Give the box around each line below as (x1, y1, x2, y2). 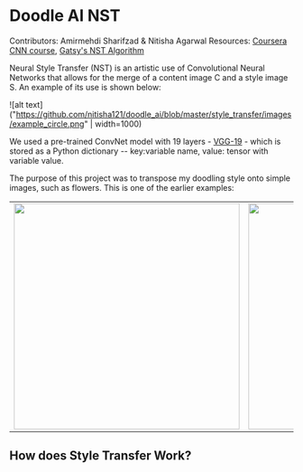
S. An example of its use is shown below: (9, 81, 161, 92)
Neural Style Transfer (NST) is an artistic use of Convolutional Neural (9, 62, 265, 73)
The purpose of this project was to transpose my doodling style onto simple (9, 173, 291, 184)
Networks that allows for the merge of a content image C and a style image (9, 71, 289, 82)
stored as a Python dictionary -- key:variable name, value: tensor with (9, 146, 269, 156)
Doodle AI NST (9, 5, 121, 26)
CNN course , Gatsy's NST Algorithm (9, 44, 144, 55)
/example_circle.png (9, 118, 85, 129)
